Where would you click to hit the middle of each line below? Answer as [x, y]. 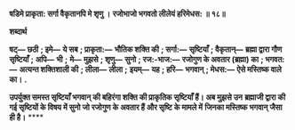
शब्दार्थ [18, 32]
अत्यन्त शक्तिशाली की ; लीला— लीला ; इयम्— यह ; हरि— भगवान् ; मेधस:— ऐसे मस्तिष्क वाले [150, 69]
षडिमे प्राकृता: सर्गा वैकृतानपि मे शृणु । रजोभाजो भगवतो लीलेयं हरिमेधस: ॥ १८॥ [117, 14]
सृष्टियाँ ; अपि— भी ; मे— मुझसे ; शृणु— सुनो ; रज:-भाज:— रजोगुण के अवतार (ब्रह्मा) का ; [136, 59]
